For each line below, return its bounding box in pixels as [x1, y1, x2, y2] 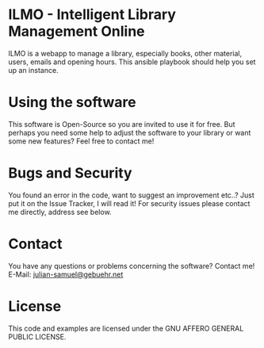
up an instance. [8, 65, 59, 75]
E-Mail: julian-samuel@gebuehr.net [8, 270, 124, 279]
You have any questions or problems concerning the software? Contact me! [8, 261, 255, 270]
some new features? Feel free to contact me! [8, 136, 155, 146]
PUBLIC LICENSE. [8, 331, 67, 342]
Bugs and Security [8, 164, 132, 182]
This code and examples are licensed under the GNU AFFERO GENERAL [8, 323, 244, 333]
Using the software [8, 94, 136, 112]
